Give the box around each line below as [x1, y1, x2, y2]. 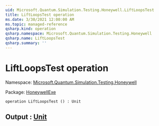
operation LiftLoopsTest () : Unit [5, 99, 81, 104]
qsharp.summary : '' [5, 41, 47, 46]
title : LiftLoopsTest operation [5, 12, 74, 17]
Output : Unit [5, 113, 47, 121]
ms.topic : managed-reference [5, 21, 67, 27]
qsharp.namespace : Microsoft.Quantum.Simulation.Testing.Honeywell [5, 31, 152, 36]
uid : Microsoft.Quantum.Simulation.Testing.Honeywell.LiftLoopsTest [5, 7, 154, 13]
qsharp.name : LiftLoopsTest [5, 36, 65, 41]
